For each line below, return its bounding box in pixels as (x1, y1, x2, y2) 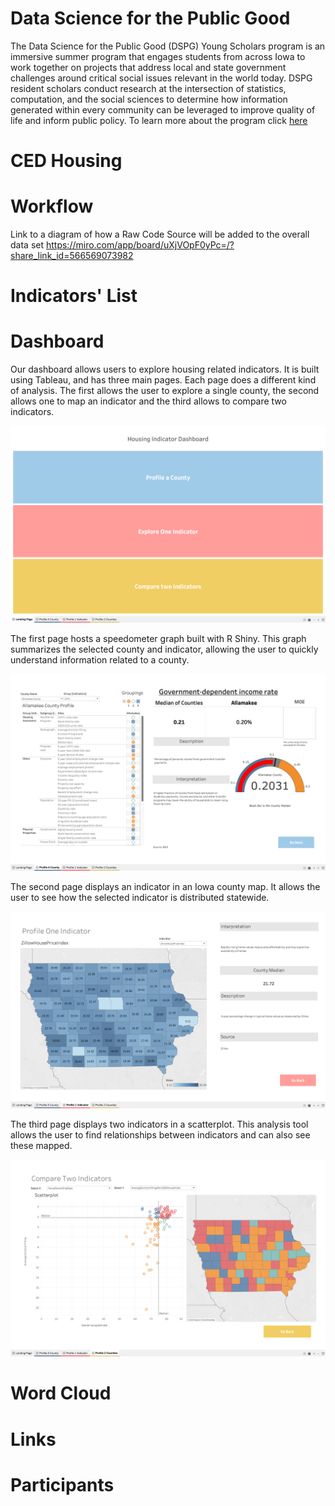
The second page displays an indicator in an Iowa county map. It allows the (10, 881, 321, 893)
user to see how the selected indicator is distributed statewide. (10, 892, 270, 904)
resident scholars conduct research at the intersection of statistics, (10, 82, 287, 94)
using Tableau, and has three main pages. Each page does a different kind (10, 374, 317, 386)
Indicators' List (10, 285, 138, 307)
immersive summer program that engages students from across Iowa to (10, 50, 306, 62)
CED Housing (10, 150, 123, 172)
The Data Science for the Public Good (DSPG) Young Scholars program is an (10, 40, 326, 52)
